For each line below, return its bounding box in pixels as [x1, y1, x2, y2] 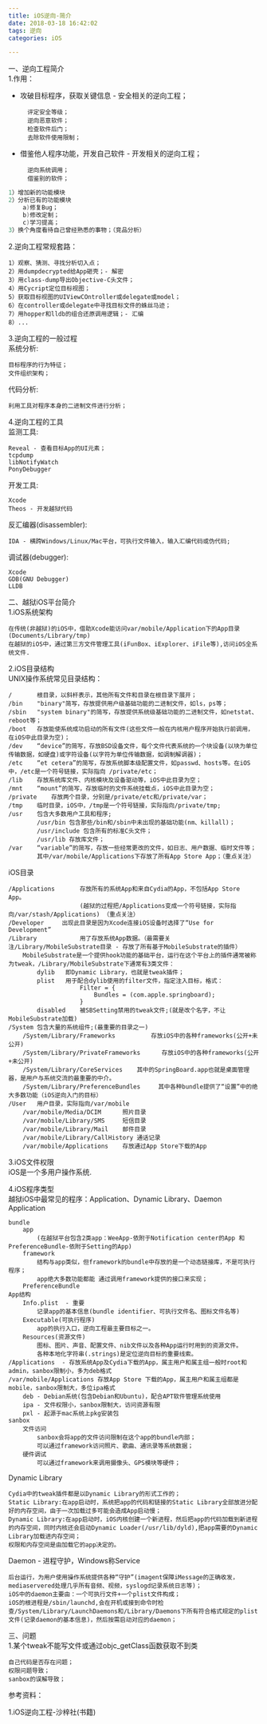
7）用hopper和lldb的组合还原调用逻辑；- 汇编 [8, 309, 144, 318]
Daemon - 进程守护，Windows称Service [8, 1555, 141, 1565]
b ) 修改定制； [22, 211, 60, 219]
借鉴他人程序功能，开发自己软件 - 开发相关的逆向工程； [19, 149, 202, 158]
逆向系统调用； [27, 166, 69, 174]
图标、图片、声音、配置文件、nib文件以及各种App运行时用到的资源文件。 [37, 1341, 242, 1349]
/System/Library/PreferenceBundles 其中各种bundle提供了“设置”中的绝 [22, 1082, 258, 1091]
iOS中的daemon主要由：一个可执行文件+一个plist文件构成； [8, 1590, 181, 1599]
